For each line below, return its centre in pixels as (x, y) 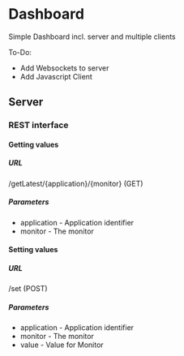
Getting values (34, 144)
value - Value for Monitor (62, 345)
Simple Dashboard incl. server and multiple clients (92, 36)
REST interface (39, 125)
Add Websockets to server (64, 68)
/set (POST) (28, 289)
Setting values (33, 250)
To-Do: (20, 52)
